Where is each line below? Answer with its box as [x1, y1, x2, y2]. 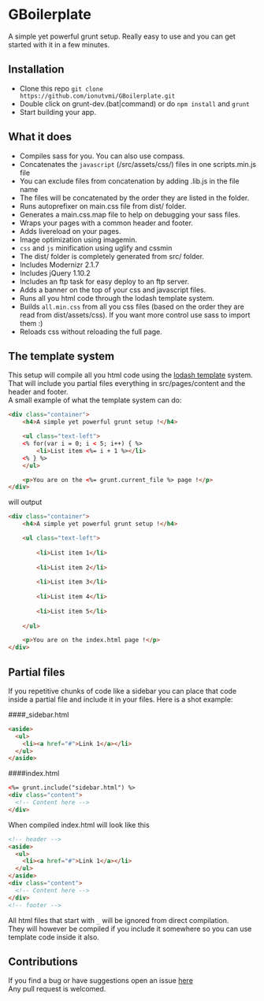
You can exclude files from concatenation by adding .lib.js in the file [19, 176, 240, 186]
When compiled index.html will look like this [8, 820, 150, 829]
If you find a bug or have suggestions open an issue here [8, 976, 193, 985]
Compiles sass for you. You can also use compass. [19, 151, 185, 161]
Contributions [8, 955, 78, 968]
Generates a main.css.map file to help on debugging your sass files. [19, 209, 240, 219]
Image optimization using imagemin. [19, 235, 138, 244]
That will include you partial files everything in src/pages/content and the [8, 379, 246, 388]
